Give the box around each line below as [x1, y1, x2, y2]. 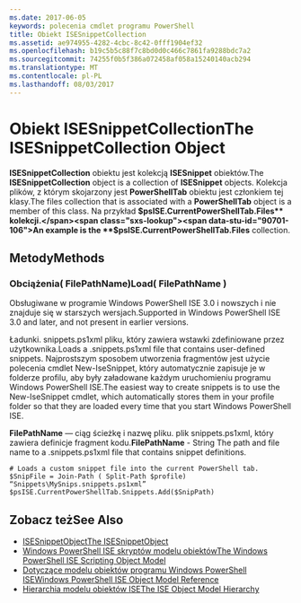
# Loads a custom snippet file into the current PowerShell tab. [9, 464, 259, 474]
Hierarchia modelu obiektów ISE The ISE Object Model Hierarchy [22, 584, 260, 595]
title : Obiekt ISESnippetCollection [9, 30, 146, 39]
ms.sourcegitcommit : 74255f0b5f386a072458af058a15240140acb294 [9, 55, 252, 64]
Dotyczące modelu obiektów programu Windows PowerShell [22, 564, 247, 575]
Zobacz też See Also [9, 512, 124, 528]
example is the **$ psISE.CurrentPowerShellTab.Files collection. [45, 224, 290, 235]
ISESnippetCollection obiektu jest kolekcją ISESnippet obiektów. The [9, 167, 264, 178]
